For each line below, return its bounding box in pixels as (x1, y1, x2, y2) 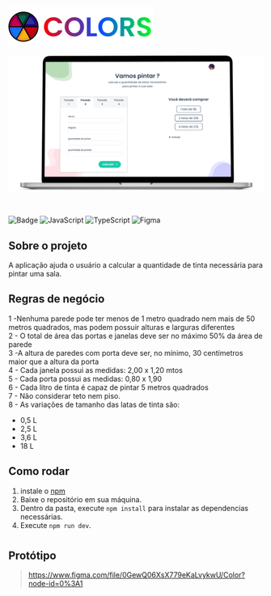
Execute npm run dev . (19, 520, 91, 530)
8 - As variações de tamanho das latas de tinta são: (8, 399, 180, 409)
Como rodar (8, 464, 70, 479)
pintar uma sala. (8, 269, 62, 279)
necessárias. (19, 512, 63, 522)
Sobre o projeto (8, 239, 87, 252)
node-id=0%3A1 (28, 579, 83, 589)
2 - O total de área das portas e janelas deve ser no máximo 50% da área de (8, 331, 263, 340)
